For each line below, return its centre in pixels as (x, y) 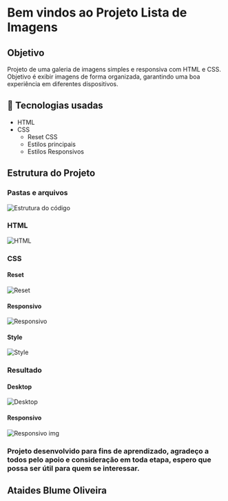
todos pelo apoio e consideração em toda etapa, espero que (109, 460)
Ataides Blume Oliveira (57, 490)
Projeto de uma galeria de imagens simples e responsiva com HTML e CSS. (114, 69)
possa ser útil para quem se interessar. (73, 468)
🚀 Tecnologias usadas (55, 106)
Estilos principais (51, 144)
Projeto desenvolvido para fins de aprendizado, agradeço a (108, 451)
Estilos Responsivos (56, 151)
